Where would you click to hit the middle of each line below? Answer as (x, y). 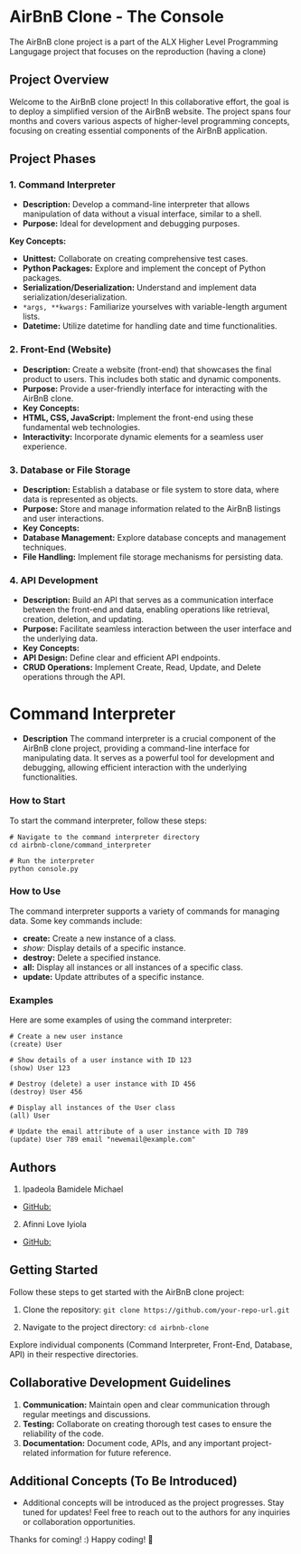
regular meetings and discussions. (86, 1414)
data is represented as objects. (80, 499)
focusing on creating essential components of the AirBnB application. (139, 130)
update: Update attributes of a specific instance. (113, 976)
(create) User (36, 1045)
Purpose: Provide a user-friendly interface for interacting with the (145, 388)
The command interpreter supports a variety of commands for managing (145, 911)
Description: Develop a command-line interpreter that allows (136, 205)
